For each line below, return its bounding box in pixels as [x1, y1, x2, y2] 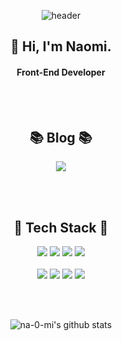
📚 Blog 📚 [29, 129, 93, 146]
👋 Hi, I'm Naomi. [10, 38, 112, 55]
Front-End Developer [16, 66, 106, 78]
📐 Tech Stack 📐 [13, 219, 109, 236]
